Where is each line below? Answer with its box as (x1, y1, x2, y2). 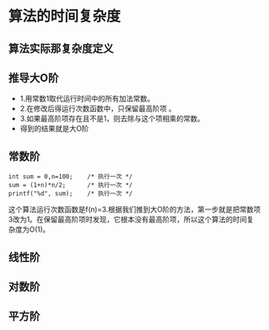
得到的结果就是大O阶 (19, 124, 90, 133)
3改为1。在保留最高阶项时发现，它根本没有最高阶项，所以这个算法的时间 (8, 215, 247, 225)
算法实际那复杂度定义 (8, 42, 114, 55)
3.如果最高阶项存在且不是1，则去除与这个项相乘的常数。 (19, 113, 205, 124)
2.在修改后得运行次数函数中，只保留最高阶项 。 (19, 104, 176, 113)
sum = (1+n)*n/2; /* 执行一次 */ (8, 181, 134, 189)
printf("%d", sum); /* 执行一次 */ (8, 189, 134, 198)
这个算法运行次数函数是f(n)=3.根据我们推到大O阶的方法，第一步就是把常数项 (8, 205, 261, 214)
